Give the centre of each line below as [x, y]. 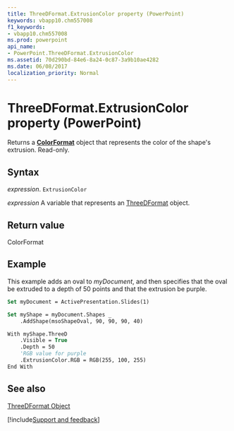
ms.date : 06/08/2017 [38, 66]
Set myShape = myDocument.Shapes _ [60, 314]
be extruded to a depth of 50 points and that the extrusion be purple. [107, 289]
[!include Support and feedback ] [54, 419]
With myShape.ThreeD [38, 334]
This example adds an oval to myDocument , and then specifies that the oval [117, 281]
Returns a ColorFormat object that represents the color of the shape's [109, 143]
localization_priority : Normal [53, 73]
